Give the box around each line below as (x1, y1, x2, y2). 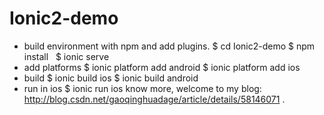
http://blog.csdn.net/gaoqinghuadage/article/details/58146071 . (23, 93, 286, 105)
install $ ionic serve (23, 50, 110, 62)
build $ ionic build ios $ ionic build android (23, 72, 199, 84)
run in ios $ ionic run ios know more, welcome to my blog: (23, 82, 262, 94)
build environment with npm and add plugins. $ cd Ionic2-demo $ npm (23, 40, 316, 52)
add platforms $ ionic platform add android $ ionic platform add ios (23, 61, 301, 73)
